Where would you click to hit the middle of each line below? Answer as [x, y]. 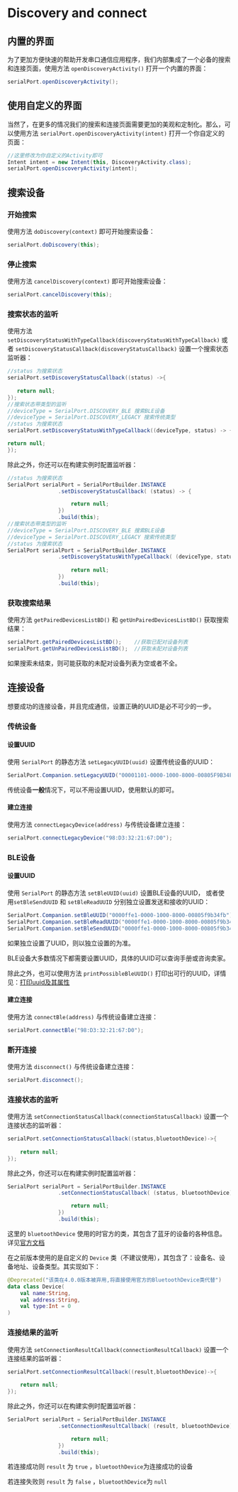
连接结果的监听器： [35, 1358]
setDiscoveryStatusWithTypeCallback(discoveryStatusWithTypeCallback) [114, 340]
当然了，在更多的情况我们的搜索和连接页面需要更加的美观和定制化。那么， [116, 124]
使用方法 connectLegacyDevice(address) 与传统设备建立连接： [97, 824]
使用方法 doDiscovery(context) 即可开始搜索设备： [81, 231]
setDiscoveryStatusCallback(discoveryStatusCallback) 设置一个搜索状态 [122, 349]
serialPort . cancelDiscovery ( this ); [60, 295]
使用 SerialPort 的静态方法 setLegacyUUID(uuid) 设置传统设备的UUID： [111, 761]
